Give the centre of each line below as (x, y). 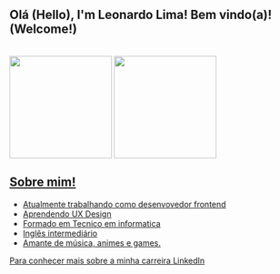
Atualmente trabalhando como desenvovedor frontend (124, 204)
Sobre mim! (43, 183)
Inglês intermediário (60, 233)
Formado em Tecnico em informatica (91, 223)
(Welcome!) (43, 30)
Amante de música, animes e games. (92, 243)
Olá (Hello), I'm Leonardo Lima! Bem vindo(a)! (141, 15)
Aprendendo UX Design (67, 214)
